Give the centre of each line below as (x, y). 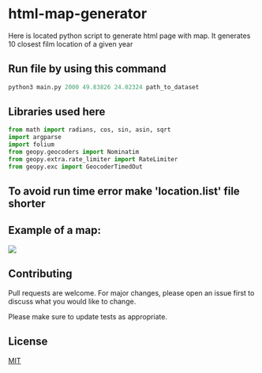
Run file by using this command (87, 69)
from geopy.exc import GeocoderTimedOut (76, 167)
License (28, 342)
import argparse (35, 138)
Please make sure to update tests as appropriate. (88, 316)
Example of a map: (54, 230)
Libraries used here (57, 112)
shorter (27, 203)
